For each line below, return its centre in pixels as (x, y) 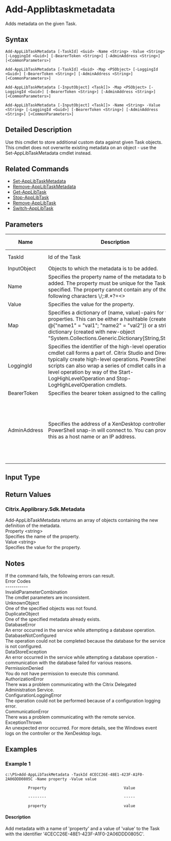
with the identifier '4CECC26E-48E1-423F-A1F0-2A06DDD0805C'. (75, 834)
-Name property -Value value (66, 779)
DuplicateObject (22, 614)
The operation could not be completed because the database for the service (85, 641)
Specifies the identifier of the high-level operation (108, 347)
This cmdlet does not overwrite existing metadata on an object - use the (81, 147)
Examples (21, 749)
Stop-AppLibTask (31, 197)
